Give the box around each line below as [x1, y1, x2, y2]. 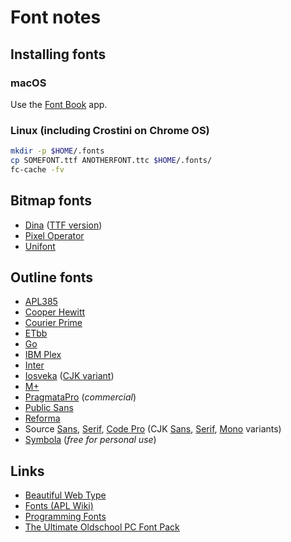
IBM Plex [24, 349, 62, 361]
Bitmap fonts [10, 192, 92, 210]
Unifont [24, 240, 56, 252]
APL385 [24, 296, 58, 308]
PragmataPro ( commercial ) [24, 391, 137, 403]
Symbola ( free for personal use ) [24, 434, 157, 446]
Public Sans [24, 402, 74, 414]
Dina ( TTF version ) [24, 219, 103, 231]
